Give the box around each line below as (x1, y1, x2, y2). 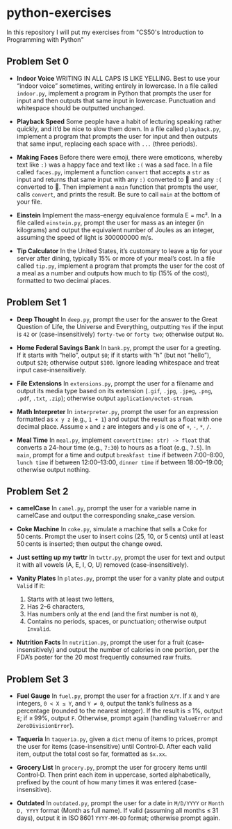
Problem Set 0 (6, 56, 69, 68)
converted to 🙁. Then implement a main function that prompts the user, (16, 183, 218, 191)
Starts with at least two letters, (26, 595, 115, 604)
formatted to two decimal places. (16, 276, 112, 284)
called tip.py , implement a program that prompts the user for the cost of (16, 261, 225, 270)
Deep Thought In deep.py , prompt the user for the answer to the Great (16, 315, 218, 324)
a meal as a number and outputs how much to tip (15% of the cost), (16, 268, 210, 277)
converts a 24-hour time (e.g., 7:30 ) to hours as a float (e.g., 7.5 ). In (16, 443, 211, 451)
